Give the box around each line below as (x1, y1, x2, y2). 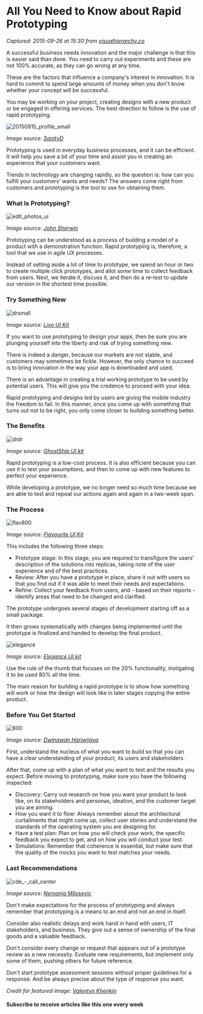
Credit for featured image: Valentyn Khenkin (6, 987, 117, 994)
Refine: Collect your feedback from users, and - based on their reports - (15, 586, 196, 594)
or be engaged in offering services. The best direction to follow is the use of (6, 104, 196, 112)
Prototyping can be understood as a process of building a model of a (6, 237, 178, 244)
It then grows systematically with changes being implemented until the (6, 623, 182, 630)
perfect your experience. (6, 472, 68, 479)
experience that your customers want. (6, 159, 101, 166)
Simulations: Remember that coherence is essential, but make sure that (15, 842, 193, 850)
